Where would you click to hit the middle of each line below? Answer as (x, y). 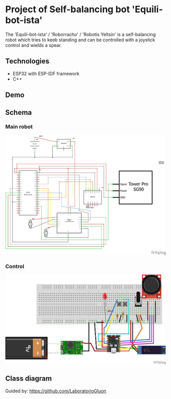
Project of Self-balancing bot (68, 9)
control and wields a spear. (34, 45)
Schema (19, 113)
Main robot (19, 127)
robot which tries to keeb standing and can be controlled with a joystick (80, 40)
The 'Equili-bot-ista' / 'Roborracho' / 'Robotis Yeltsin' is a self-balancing (81, 34)
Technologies (27, 61)
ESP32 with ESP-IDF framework (46, 73)
